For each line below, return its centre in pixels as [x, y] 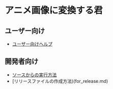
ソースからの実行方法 [34, 75]
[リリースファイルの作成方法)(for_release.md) [60, 81]
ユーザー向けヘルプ [32, 44]
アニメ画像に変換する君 [54, 10]
